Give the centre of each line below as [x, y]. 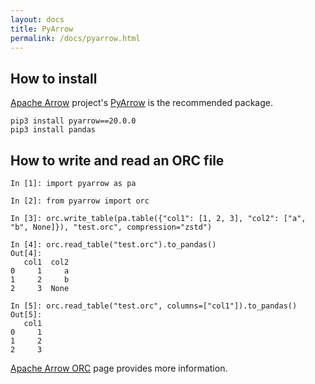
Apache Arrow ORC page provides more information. [119, 368]
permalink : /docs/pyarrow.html [75, 38]
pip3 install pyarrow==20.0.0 [73, 121]
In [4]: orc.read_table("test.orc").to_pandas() [113, 245]
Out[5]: [26, 315]
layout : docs [37, 19]
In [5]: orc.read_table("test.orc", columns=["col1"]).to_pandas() [154, 306]
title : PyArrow [42, 29]
